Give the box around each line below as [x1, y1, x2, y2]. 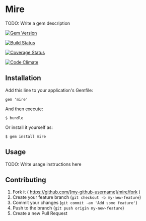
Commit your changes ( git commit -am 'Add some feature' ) [12, 200, 137, 206]
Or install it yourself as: [5, 124, 53, 130]
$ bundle [5, 115, 24, 120]
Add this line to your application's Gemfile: [5, 87, 93, 93]
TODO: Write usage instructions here [5, 161, 82, 167]
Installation [5, 74, 41, 83]
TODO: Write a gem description [5, 20, 70, 26]
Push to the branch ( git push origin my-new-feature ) [12, 205, 124, 211]
